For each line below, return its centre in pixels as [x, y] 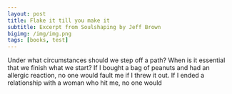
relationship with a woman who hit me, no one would [85, 83]
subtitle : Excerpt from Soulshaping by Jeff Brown [84, 27]
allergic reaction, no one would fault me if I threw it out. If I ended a [106, 76]
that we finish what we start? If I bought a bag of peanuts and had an [109, 68]
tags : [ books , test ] [38, 40]
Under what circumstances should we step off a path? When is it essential [116, 60]
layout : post [27, 14]
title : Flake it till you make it [59, 20]
